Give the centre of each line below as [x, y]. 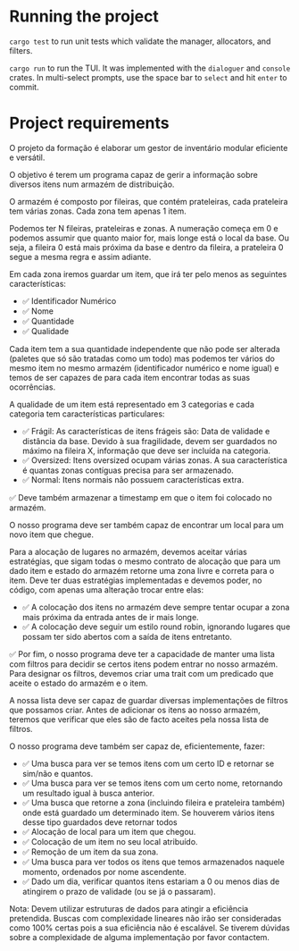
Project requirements [89, 123]
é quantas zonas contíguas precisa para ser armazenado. [128, 470]
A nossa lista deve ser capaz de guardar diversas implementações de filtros [149, 700]
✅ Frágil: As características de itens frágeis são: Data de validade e [146, 431]
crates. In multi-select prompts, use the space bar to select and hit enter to [148, 77]
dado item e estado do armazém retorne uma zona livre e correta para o [142, 570]
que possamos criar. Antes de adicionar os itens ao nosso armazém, [135, 710]
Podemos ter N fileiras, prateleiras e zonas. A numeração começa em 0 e [144, 228]
